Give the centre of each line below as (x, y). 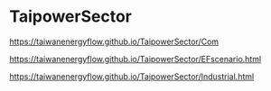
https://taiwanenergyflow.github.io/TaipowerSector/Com (114, 41)
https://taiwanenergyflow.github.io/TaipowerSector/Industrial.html (132, 76)
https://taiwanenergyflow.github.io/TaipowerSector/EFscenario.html (135, 59)
